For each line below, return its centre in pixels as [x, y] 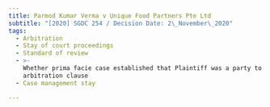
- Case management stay [55, 83]
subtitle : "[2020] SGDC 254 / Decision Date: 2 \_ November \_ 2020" [120, 23]
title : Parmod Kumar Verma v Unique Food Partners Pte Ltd [110, 16]
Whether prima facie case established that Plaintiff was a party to [143, 68]
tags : [17, 31]
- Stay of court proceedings [65, 46]
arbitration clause [56, 76]
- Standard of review [52, 53]
